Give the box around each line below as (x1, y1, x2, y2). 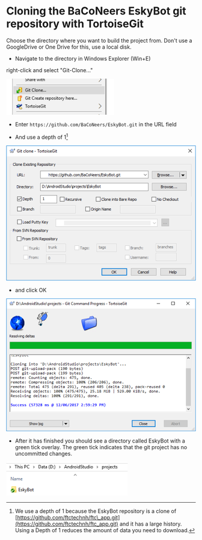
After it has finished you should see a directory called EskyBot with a (14, 437, 185, 444)
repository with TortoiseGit (6, 17, 144, 31)
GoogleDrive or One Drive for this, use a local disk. (6, 43, 132, 51)
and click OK (14, 287, 47, 294)
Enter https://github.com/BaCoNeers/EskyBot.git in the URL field (14, 120, 177, 127)
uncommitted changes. (14, 450, 72, 458)
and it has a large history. (119, 520, 182, 527)
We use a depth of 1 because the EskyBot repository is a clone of (14, 508, 177, 515)
